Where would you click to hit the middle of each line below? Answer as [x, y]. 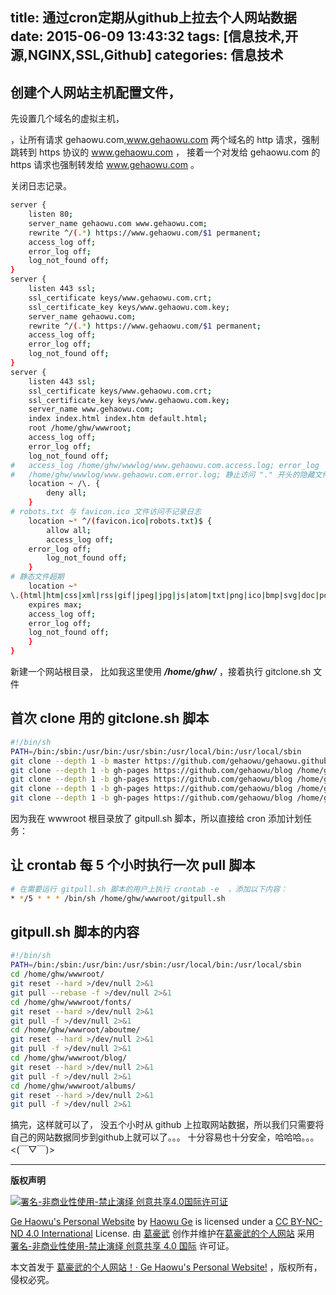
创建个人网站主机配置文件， [96, 92]
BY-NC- [306, 1222]
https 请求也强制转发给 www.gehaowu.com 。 [105, 165]
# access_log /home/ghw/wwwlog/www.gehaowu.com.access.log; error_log [165, 465]
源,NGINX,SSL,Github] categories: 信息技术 [147, 55]
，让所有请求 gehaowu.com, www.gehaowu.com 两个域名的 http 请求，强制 [165, 140]
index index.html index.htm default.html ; [118, 419]
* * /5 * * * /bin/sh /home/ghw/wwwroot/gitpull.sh [118, 898]
